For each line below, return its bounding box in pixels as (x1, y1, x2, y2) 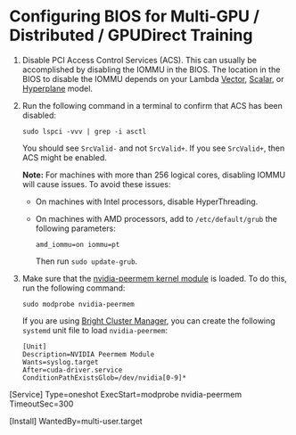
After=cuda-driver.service (21, 365, 123, 374)
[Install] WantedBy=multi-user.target (9, 415, 143, 426)
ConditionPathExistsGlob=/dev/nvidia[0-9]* (21, 373, 187, 382)
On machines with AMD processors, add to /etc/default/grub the (35, 213, 278, 224)
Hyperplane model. (21, 83, 94, 94)
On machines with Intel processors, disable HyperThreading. (35, 196, 259, 207)
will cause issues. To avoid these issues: (21, 178, 171, 189)
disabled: (21, 110, 56, 120)
